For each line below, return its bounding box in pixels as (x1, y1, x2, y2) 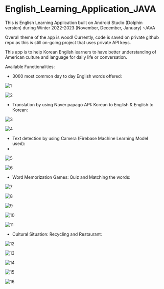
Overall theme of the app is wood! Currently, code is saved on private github (5, 34, 159, 40)
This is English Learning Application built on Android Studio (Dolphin (5, 20, 143, 25)
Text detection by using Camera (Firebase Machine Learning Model (12, 135, 148, 141)
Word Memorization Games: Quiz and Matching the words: (12, 174, 131, 180)
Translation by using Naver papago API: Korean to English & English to (12, 101, 154, 107)
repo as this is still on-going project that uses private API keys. (5, 39, 131, 45)
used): (12, 141, 25, 146)
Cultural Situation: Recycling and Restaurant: (12, 231, 102, 237)
